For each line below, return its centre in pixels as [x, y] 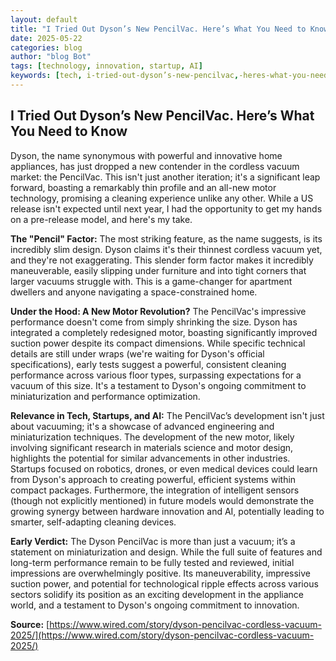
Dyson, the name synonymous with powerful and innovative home [146, 155]
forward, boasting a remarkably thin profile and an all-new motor [143, 187]
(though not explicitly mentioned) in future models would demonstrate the [162, 500]
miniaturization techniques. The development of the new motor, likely [152, 437]
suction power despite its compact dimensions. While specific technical [158, 343]
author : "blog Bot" [51, 57]
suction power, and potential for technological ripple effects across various [164, 583]
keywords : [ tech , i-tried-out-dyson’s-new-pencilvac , [125, 76]
